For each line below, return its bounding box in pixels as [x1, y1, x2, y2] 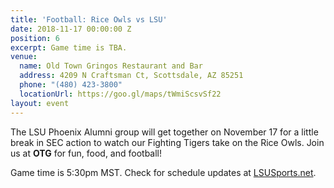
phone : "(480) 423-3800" [19, 80, 123, 90]
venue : [10, 52, 38, 62]
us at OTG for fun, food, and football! [10, 147, 163, 159]
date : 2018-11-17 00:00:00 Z [10, 24, 132, 34]
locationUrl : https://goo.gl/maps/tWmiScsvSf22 [19, 89, 222, 99]
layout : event [10, 98, 70, 108]
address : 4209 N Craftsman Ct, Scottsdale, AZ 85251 [19, 71, 244, 81]
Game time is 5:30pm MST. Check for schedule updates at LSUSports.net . [10, 166, 317, 178]
